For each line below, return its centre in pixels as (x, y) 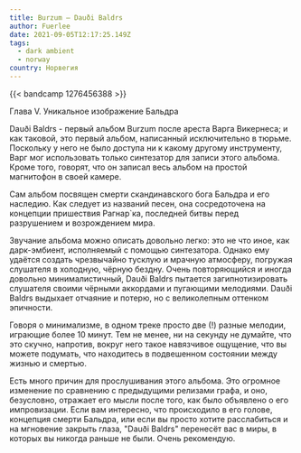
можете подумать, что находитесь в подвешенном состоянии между (144, 354)
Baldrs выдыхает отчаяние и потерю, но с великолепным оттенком (139, 298)
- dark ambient (46, 51)
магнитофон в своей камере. (66, 176)
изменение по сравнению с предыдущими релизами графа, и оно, (139, 390)
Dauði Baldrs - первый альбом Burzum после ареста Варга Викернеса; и (149, 128)
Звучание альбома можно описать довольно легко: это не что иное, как (150, 240)
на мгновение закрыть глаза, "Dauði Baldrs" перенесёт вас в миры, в (143, 429)
